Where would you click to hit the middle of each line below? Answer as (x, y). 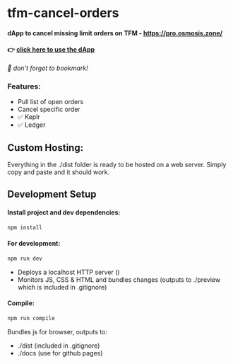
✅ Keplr (29, 117)
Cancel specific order (49, 109)
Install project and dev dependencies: (64, 212)
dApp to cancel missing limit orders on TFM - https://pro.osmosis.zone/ (115, 33)
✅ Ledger (31, 125)
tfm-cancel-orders (63, 13)
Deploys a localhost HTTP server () (68, 272)
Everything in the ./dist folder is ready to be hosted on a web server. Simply (117, 165)
